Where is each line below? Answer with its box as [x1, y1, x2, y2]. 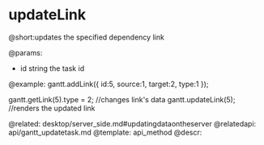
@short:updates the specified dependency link [8, 32, 164, 42]
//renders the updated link [8, 103, 96, 113]
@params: [8, 48, 43, 57]
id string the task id [19, 63, 85, 73]
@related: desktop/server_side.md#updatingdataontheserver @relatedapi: [8, 118, 257, 128]
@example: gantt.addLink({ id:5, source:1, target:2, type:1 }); [8, 79, 209, 89]
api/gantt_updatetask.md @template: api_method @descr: [8, 127, 202, 137]
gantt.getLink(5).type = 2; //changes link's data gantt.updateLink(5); [8, 94, 236, 104]
